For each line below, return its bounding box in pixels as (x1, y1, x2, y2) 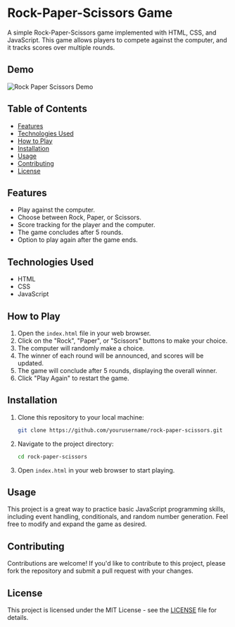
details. (7, 614, 29, 621)
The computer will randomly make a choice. (17, 344, 145, 352)
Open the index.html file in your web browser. (17, 329, 151, 337)
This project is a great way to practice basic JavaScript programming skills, (7, 505, 225, 513)
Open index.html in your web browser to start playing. (17, 465, 175, 474)
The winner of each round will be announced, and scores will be (17, 351, 204, 360)
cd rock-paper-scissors (17, 453, 88, 460)
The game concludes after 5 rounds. (17, 228, 124, 237)
